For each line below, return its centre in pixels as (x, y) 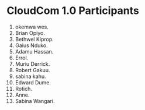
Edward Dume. (33, 82)
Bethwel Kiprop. (34, 39)
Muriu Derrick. (32, 64)
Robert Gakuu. (32, 70)
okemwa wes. (32, 27)
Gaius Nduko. (32, 45)
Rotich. (24, 88)
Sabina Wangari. (35, 101)
